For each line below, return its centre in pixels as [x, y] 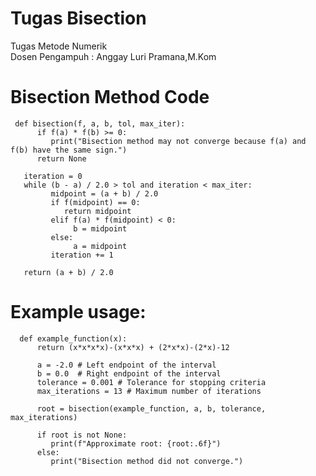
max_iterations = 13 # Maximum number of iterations [149, 391]
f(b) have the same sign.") [69, 150]
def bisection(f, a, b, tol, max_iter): [100, 123]
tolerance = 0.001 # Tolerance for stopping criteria [151, 382]
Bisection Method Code [110, 97]
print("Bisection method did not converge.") [147, 461]
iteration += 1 [82, 255]
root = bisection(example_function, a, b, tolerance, [151, 408]
